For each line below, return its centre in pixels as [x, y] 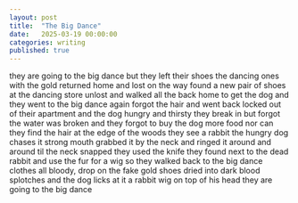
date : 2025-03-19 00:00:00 [63, 34]
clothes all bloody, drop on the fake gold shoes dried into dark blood [135, 171]
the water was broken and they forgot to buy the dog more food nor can [141, 123]
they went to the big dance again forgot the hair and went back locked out [145, 104]
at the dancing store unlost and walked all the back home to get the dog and [149, 95]
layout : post [33, 17]
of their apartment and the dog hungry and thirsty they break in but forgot [145, 114]
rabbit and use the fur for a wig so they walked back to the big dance [136, 161]
